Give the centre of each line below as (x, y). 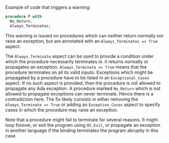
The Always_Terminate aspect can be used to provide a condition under (79, 56)
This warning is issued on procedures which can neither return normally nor (84, 35)
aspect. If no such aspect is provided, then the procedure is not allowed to (83, 83)
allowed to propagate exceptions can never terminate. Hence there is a (79, 93)
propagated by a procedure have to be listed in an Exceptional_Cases (77, 77)
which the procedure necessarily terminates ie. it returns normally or (77, 61)
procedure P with (24, 17)
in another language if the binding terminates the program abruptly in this (82, 130)
